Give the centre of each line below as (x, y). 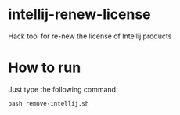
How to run (45, 68)
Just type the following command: (63, 89)
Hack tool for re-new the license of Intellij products (90, 36)
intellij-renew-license (79, 14)
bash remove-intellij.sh (49, 103)
